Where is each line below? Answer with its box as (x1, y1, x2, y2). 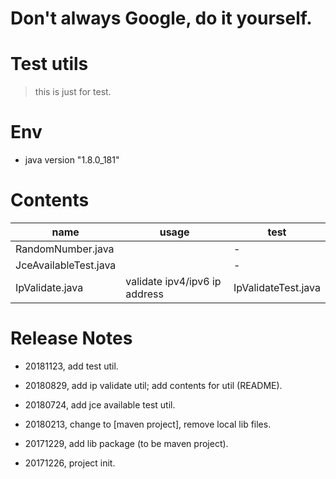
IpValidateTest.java (233, 281, 321, 294)
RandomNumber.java (15, 242, 115, 256)
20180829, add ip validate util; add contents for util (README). (24, 379, 283, 391)
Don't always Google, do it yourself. (10, 7, 313, 30)
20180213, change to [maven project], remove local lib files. (24, 418, 272, 430)
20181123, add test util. (24, 360, 119, 372)
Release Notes (10, 327, 133, 350)
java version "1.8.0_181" (24, 154, 120, 166)
